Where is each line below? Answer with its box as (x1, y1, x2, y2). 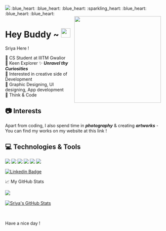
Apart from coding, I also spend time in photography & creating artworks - (5, 122, 159, 128)
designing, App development (5, 87, 64, 92)
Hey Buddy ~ (5, 29, 59, 40)
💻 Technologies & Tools (5, 143, 81, 151)
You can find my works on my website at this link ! (5, 128, 107, 134)
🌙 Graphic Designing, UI (5, 81, 54, 87)
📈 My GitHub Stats (5, 178, 44, 185)
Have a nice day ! (5, 220, 41, 226)
